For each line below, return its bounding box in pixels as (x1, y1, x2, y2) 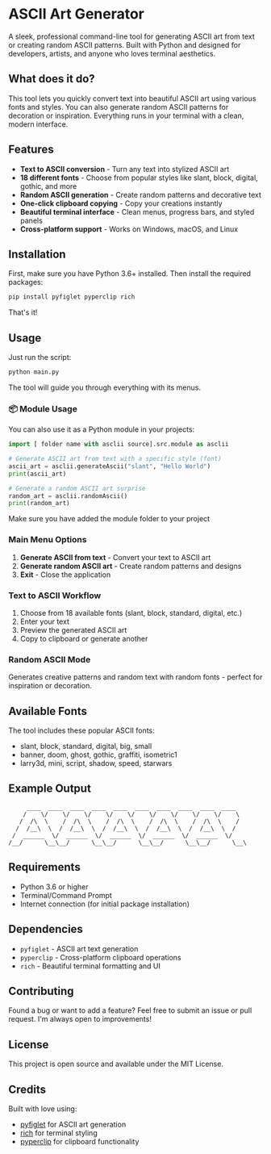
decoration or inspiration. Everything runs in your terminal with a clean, (8, 111, 244, 120)
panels (19, 215, 43, 225)
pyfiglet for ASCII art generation (19, 1119, 127, 1129)
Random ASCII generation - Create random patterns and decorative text (19, 190, 262, 199)
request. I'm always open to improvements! (8, 1014, 152, 1024)
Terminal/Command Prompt (19, 890, 113, 900)
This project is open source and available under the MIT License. (8, 1059, 224, 1069)
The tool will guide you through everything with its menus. (8, 383, 202, 392)
